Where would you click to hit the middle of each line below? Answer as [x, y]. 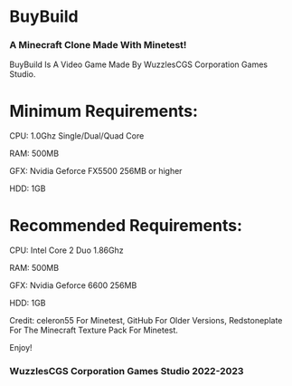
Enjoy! [21, 348]
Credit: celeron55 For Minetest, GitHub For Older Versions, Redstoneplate [146, 321]
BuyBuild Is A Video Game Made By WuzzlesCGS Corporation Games [139, 64]
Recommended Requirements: [126, 225]
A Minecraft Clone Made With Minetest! [98, 45]
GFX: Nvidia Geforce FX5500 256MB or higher [96, 171]
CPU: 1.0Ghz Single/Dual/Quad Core [77, 136]
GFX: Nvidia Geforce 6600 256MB [73, 285]
